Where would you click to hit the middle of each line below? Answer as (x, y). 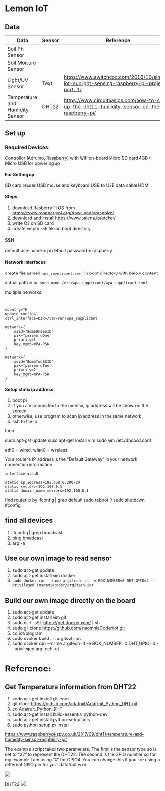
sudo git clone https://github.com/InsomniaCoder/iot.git (69, 628)
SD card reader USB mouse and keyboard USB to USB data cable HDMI (77, 185)
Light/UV (18, 80)
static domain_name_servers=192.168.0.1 (47, 491)
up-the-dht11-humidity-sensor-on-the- (113, 106)
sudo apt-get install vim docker (44, 576)
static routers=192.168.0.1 (34, 487)
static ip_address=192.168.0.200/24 (42, 482)
